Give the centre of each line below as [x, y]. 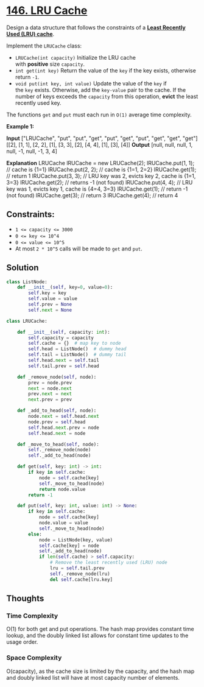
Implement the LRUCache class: [44, 46]
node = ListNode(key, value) [76, 540]
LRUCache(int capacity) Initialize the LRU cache [75, 57]
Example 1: [20, 126]
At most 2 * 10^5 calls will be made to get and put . [79, 248]
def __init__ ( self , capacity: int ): [64, 332]
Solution [23, 268]
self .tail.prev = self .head [64, 366]
